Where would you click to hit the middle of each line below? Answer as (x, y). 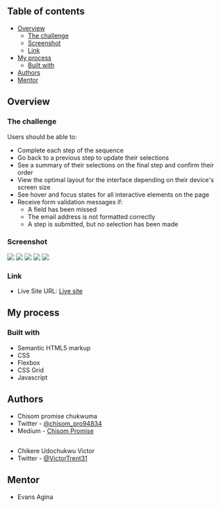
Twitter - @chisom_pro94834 (59, 423)
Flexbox (28, 362)
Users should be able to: (42, 137)
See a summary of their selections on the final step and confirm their (115, 165)
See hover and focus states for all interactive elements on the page (113, 195)
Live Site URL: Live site (50, 291)
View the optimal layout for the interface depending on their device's (115, 179)
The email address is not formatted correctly (91, 216)
